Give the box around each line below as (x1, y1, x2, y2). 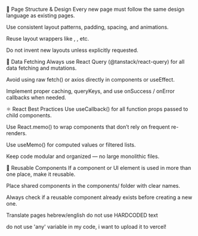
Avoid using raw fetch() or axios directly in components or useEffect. (6, 76, 175, 83)
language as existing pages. (6, 12, 75, 19)
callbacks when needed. (6, 94, 67, 101)
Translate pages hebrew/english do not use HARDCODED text (6, 212, 158, 219)
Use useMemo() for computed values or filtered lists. (6, 141, 136, 148)
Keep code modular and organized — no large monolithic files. (6, 153, 160, 160)
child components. (6, 112, 52, 119)
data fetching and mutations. (6, 64, 77, 72)
